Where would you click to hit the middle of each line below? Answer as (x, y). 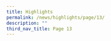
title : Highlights (30, 12)
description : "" (27, 23)
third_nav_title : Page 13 (39, 29)
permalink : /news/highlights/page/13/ (56, 17)
